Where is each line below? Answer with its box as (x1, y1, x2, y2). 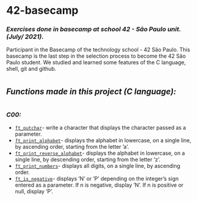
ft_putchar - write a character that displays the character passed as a (14, 124, 186, 131)
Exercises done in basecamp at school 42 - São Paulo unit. (6, 25, 181, 34)
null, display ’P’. (14, 188, 53, 195)
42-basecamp (6, 4, 79, 17)
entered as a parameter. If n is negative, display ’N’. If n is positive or (14, 181, 184, 189)
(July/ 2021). (6, 32, 44, 41)
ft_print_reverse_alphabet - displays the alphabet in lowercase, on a (14, 149, 186, 157)
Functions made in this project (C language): (6, 86, 177, 97)
